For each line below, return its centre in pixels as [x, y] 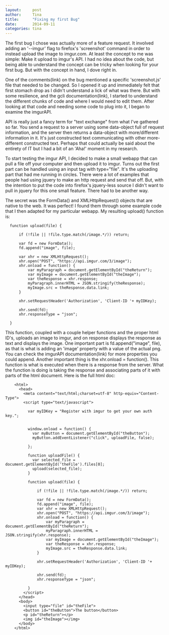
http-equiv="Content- [136, 394]
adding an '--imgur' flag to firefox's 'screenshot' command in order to [78, 49]
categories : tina [23, 29]
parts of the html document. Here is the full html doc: [60, 376]
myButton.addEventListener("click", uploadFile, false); [93, 438]
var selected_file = [54, 460]
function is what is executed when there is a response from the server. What [84, 365]
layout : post [23, 10]
